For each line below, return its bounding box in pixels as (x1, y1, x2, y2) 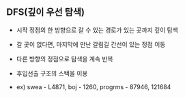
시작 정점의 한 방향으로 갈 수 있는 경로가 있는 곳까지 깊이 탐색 (16, 26, 178, 34)
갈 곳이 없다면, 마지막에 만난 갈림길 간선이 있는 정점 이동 (16, 40, 166, 48)
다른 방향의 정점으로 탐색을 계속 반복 (16, 54, 113, 63)
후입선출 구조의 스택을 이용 (16, 69, 88, 77)
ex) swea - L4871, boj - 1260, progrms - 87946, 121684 (16, 82, 171, 91)
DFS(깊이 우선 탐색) (6, 6, 85, 18)
